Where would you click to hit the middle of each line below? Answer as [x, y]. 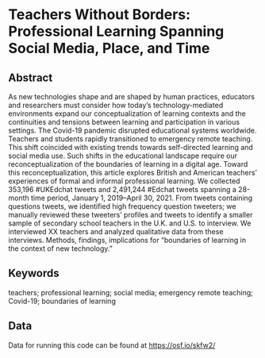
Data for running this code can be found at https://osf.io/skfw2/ [112, 345]
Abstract [31, 77]
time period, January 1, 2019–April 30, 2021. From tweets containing [142, 198]
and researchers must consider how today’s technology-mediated [116, 105]
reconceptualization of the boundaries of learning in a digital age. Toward [128, 164]
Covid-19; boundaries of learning [62, 301]
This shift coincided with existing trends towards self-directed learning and [131, 147]
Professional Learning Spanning [116, 31]
